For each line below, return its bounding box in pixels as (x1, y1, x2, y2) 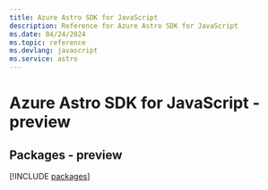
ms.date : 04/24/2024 (9, 29, 87, 38)
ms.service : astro (9, 54, 78, 63)
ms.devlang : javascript (9, 46, 99, 55)
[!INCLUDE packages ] (9, 171, 91, 181)
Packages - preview (9, 147, 123, 162)
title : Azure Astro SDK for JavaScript (9, 12, 159, 22)
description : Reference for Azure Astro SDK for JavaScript (9, 21, 239, 30)
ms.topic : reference (9, 37, 87, 47)
